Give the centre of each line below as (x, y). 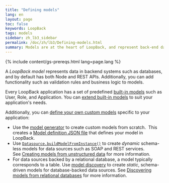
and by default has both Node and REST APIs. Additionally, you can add (79, 76)
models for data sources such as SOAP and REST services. (83, 148)
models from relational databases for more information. (70, 175)
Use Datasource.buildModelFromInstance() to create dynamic (76, 143)
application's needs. (26, 102)
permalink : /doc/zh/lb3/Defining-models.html (54, 43)
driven (19, 170)
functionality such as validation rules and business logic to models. (75, 82)
